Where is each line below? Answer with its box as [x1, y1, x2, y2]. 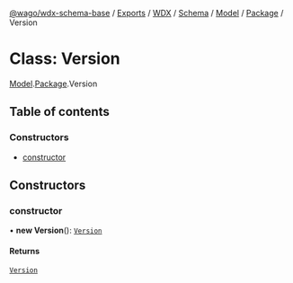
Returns [9, 245, 40, 256]
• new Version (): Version [9, 225, 102, 236]
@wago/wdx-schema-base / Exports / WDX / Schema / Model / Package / [9, 8, 284, 18]
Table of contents [9, 104, 110, 119]
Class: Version [9, 49, 121, 69]
